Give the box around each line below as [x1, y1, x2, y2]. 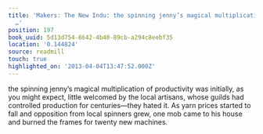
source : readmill [8, 48, 65, 56]
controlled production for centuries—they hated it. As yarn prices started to [8, 100, 251, 110]
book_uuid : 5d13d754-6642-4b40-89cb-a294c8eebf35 [8, 33, 174, 42]
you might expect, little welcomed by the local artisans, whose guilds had [8, 92, 244, 102]
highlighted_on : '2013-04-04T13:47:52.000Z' [8, 63, 156, 71]
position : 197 [8, 26, 55, 34]
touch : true [8, 56, 47, 63]
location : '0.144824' [8, 41, 79, 49]
